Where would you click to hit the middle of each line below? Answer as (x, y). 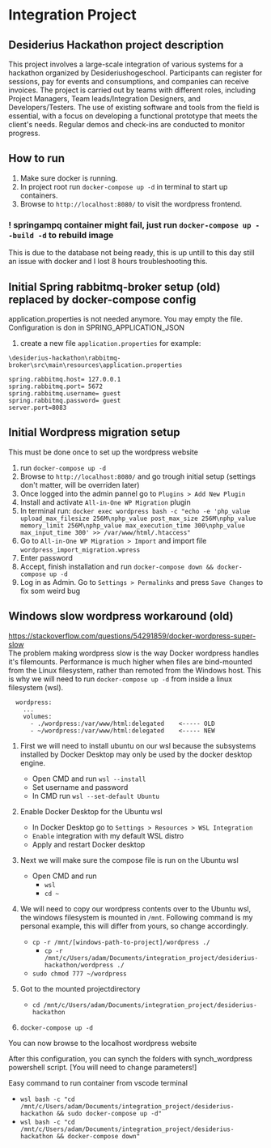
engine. (33, 762)
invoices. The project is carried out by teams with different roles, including (132, 90)
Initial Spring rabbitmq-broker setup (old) (114, 286)
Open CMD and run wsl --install (89, 779)
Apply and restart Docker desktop (89, 844)
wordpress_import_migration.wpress (80, 550)
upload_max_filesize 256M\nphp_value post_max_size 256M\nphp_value (138, 519)
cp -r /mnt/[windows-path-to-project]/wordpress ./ (121, 942)
